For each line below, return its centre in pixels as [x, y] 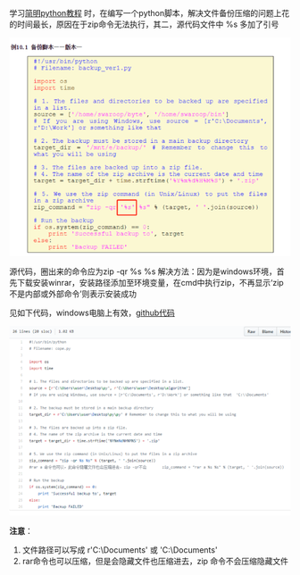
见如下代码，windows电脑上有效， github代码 [92, 312]
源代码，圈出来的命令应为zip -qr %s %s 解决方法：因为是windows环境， [143, 271]
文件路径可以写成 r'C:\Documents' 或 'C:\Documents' [120, 550]
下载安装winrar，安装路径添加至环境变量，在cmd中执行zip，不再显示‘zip [150, 282]
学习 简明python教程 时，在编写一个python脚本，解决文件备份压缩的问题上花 [150, 13]
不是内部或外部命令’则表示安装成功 [73, 294]
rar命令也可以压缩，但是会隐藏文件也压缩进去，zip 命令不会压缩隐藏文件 [155, 562]
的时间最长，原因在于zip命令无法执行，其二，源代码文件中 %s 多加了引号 [144, 24]
